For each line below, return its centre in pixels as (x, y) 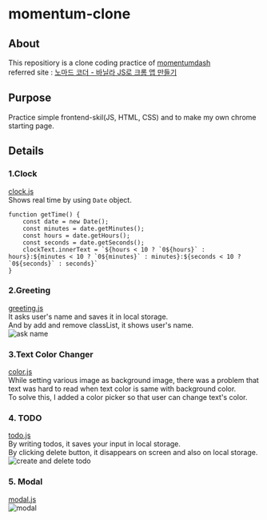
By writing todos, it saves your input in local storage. (95, 444)
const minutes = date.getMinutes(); (84, 228)
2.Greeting (30, 291)
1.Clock (23, 174)
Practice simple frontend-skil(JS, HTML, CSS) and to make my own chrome (132, 117)
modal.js (22, 499)
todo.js (20, 435)
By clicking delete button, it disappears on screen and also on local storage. (133, 453)
